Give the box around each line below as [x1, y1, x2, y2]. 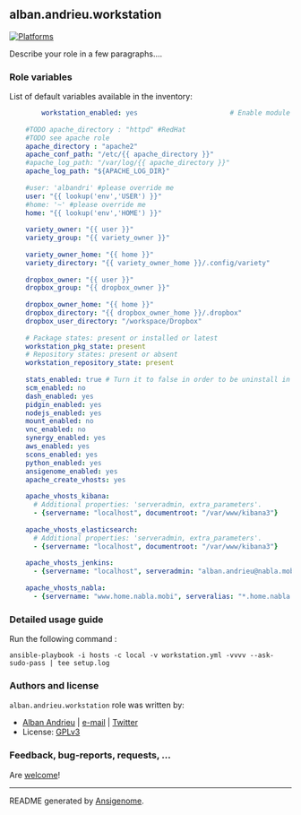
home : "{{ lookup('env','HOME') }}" [25, 208, 163, 218]
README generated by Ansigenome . [9, 795, 145, 806]
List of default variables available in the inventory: [9, 91, 193, 102]
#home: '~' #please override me [25, 200, 146, 209]
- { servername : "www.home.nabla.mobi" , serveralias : [32, 592, 235, 601]
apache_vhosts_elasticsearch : [25, 525, 139, 534]
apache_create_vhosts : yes [25, 475, 126, 484]
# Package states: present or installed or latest [25, 334, 219, 342]
